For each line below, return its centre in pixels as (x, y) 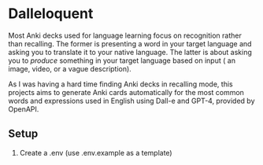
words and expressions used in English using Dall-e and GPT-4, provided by (131, 101)
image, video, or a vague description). (70, 68)
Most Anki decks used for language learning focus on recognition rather (125, 35)
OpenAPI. (24, 109)
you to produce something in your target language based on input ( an (122, 60)
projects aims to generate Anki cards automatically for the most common (126, 92)
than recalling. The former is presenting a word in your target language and (130, 43)
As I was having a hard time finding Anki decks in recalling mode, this (121, 84)
